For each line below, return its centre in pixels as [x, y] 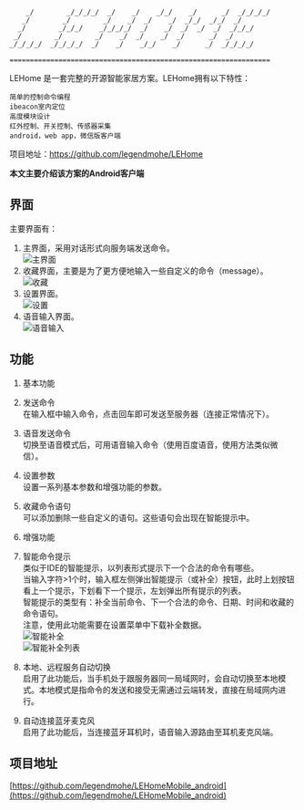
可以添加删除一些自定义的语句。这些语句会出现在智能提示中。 [138, 517]
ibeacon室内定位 [37, 107]
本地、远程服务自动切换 [66, 667]
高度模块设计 [30, 117]
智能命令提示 [46, 556]
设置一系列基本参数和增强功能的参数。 [94, 486]
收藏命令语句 [46, 506]
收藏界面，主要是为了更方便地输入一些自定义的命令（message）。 [145, 270]
